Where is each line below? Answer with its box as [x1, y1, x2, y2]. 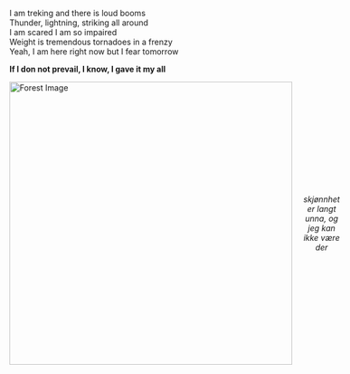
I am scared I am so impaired [9, 27, 118, 37]
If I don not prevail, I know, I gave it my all [9, 63, 166, 74]
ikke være [303, 233, 341, 243]
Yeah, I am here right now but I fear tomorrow [9, 46, 179, 57]
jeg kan [307, 223, 336, 234]
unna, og [304, 213, 339, 224]
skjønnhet [303, 194, 341, 205]
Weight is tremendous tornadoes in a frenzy [9, 36, 174, 47]
